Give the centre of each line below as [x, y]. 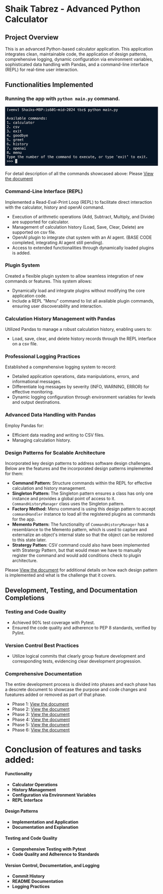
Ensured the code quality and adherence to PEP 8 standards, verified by [84, 627]
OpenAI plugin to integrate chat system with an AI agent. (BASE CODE [82, 237]
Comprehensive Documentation [43, 674]
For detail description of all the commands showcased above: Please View [79, 174]
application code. [29, 296]
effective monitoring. [33, 392]
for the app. [24, 519]
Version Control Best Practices [42, 645]
